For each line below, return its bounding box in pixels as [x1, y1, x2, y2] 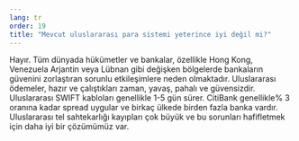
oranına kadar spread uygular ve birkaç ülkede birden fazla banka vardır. [9, 102, 278, 113]
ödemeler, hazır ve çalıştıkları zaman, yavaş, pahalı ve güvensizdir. [9, 83, 256, 94]
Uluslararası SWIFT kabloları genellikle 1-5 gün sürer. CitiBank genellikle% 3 [9, 93, 291, 103]
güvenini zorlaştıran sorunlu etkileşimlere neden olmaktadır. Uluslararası [9, 74, 276, 84]
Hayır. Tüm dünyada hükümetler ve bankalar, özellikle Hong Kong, [9, 55, 254, 66]
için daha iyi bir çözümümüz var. [9, 121, 130, 132]
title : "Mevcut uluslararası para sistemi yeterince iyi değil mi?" [9, 30, 272, 39]
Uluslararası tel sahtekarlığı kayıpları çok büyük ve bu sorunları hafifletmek [9, 111, 285, 122]
